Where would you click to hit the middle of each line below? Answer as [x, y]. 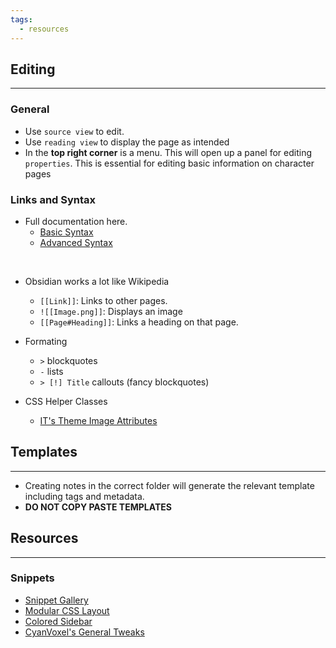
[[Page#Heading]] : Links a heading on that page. [139, 322]
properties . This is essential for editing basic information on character [169, 163]
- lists [51, 371]
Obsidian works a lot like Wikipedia [97, 281]
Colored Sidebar [58, 621]
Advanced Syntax [76, 242]
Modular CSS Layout [67, 610]
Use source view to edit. [74, 131]
